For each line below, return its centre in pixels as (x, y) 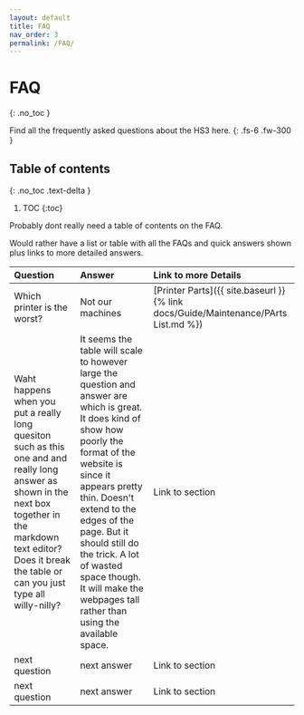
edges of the (107, 520)
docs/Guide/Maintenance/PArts (220, 313)
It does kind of (111, 418)
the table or (38, 571)
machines (101, 313)
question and (108, 384)
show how (102, 430)
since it (95, 475)
